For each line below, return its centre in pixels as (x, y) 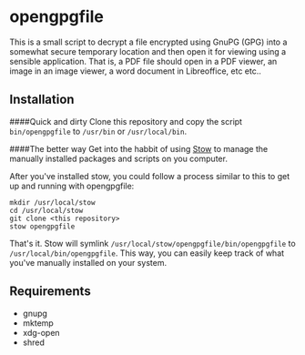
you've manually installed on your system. (88, 262)
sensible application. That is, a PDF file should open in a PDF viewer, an (143, 61)
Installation (42, 100)
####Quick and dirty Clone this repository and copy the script (126, 121)
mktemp (38, 323)
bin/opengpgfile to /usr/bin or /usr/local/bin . (98, 131)
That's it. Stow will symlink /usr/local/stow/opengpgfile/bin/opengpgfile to (152, 243)
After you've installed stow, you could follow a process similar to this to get (150, 176)
